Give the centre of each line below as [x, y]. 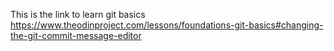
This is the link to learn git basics [78, 14]
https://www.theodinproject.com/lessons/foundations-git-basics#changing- [167, 25]
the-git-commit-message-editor [76, 35]
